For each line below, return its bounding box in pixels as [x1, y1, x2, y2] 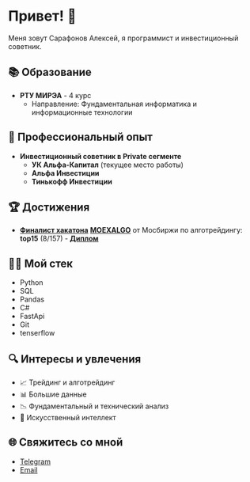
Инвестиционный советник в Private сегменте [19, 151, 182, 161]
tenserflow [19, 328, 55, 338]
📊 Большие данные [19, 389, 87, 399]
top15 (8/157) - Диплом [19, 233, 99, 244]
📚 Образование [8, 66, 93, 79]
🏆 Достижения [8, 200, 90, 214]
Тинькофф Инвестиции [31, 176, 112, 186]
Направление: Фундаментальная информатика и [31, 99, 198, 108]
